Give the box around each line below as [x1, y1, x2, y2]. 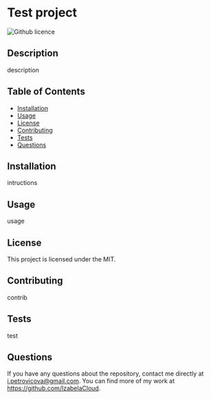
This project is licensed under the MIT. [7, 255, 116, 263]
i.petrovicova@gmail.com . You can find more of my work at [7, 377, 175, 385]
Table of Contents [7, 86, 86, 98]
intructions [7, 179, 38, 187]
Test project [7, 5, 78, 21]
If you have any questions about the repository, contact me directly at [7, 369, 204, 378]
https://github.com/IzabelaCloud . [7, 384, 101, 393]
